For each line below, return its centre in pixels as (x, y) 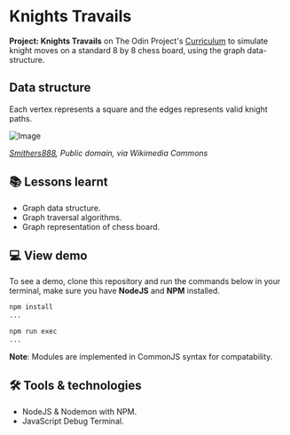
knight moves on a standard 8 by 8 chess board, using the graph (127, 50)
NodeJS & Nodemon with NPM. (79, 411)
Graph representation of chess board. (91, 226)
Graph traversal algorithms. (72, 217)
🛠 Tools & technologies (75, 386)
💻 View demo (48, 255)
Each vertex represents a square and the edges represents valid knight (138, 109)
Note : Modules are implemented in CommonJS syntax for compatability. (141, 356)
